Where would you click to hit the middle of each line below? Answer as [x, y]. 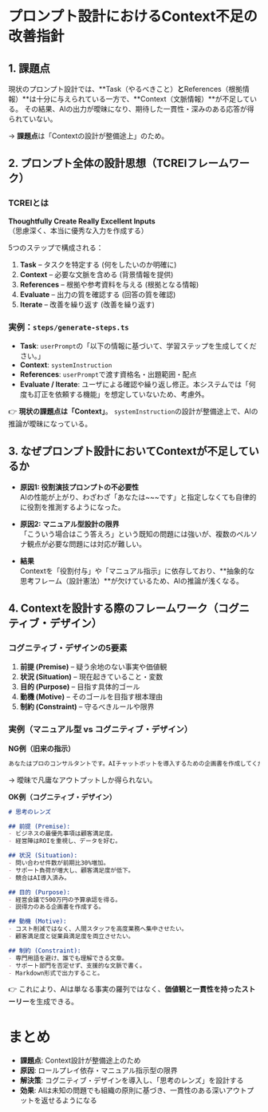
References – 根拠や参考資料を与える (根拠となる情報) [109, 284]
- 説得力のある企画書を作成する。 [57, 907]
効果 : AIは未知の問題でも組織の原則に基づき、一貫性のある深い [123, 1090]
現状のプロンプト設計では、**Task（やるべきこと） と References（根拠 [126, 89]
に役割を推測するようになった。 [72, 507]
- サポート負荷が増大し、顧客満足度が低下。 [71, 870]
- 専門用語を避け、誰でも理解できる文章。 [68, 958]
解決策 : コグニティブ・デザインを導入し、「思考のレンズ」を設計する [132, 1080]
